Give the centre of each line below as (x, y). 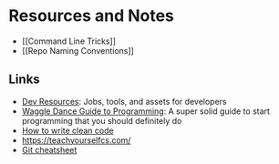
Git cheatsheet (49, 149)
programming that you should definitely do (102, 120)
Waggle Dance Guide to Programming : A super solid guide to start (146, 111)
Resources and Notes (92, 16)
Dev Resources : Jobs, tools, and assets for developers (124, 101)
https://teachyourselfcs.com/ (76, 140)
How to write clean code (68, 130)
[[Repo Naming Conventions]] (77, 50)
